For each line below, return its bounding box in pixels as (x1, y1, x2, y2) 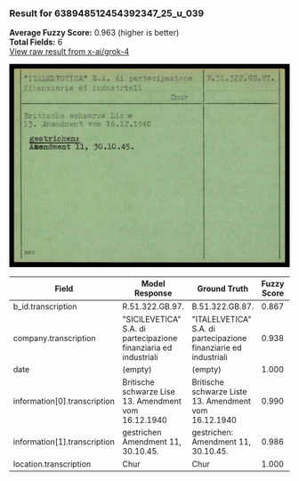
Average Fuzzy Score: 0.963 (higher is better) (9, 28, 180, 38)
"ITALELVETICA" (191, 314, 252, 324)
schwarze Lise (122, 387, 175, 397)
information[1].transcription (12, 436, 116, 447)
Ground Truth (197, 283, 249, 294)
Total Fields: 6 (9, 37, 63, 47)
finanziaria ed (122, 342, 173, 353)
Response (133, 288, 173, 298)
